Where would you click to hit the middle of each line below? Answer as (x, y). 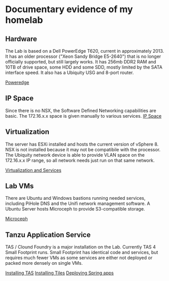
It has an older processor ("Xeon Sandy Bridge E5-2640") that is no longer (83, 56)
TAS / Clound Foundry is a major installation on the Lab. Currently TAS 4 (81, 247)
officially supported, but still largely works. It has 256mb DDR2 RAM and (81, 62)
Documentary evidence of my (69, 9)
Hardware (21, 39)
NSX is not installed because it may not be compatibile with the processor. (83, 149)
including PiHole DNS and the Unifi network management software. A (78, 203)
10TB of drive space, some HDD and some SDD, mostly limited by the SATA (84, 67)
